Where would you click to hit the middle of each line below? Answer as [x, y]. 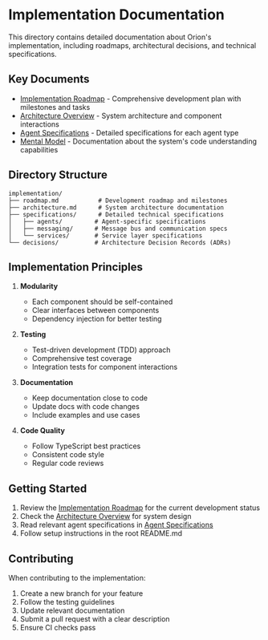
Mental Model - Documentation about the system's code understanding [138, 141]
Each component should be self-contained [102, 302]
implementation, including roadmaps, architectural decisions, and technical [132, 45]
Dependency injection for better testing [97, 319]
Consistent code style [68, 455]
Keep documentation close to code [90, 398]
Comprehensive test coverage [82, 358]
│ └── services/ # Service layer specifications [106, 235]
